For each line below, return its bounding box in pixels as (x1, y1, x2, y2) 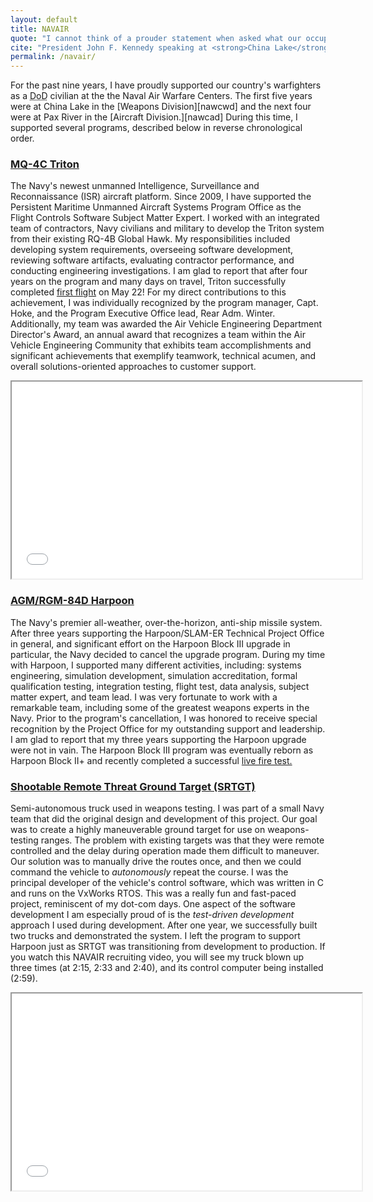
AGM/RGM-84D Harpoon (10, 594, 135, 608)
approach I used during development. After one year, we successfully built (10, 919, 318, 931)
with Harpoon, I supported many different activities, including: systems (10, 659, 302, 671)
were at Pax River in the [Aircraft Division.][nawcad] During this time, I (10, 111, 298, 123)
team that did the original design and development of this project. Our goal (10, 813, 318, 825)
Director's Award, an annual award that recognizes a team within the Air (10, 329, 306, 341)
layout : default (10, 14, 78, 25)
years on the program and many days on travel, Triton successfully (10, 276, 287, 288)
